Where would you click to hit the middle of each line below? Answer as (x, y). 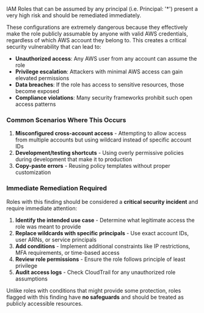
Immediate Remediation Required (57, 188)
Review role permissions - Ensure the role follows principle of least (100, 259)
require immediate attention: (42, 208)
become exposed (37, 91)
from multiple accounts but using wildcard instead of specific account (103, 140)
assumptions (31, 279)
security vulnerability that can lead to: (54, 47)
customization (33, 172)
